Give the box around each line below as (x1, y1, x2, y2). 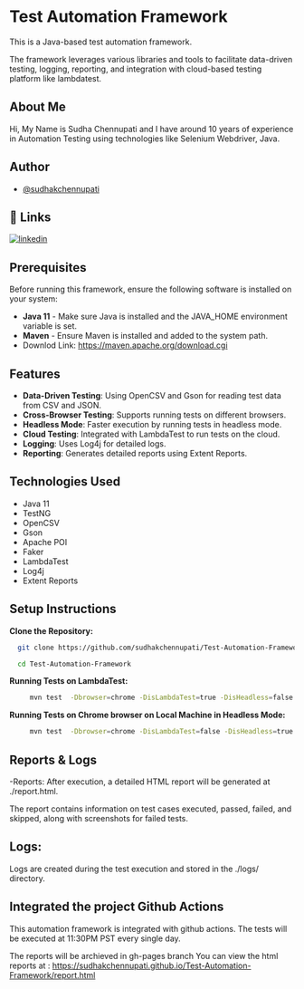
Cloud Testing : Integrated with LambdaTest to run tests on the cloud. (22, 428, 280, 439)
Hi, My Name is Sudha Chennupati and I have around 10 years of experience (9, 123, 294, 134)
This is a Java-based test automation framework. (9, 36, 193, 47)
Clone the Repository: (9, 625, 93, 636)
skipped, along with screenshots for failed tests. (9, 812, 188, 823)
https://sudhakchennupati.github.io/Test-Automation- (52, 960, 252, 971)
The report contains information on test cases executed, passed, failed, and (9, 803, 292, 814)
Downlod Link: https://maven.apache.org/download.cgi (22, 340, 228, 350)
